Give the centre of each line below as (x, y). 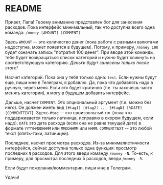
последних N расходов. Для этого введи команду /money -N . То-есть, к (79, 153)
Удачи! (12, 177)
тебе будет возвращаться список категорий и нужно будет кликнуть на (80, 57)
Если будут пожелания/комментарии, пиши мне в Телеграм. (69, 168)
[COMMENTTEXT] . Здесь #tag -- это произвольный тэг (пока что (69, 112)
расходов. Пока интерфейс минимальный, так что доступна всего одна (80, 27)
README (23, 9)
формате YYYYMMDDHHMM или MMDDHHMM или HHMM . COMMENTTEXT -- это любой (79, 128)
